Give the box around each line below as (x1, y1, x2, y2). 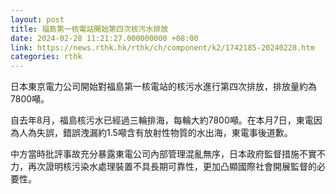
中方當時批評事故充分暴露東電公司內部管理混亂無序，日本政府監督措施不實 (10, 148, 317, 160)
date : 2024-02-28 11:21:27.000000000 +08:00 (10, 33, 199, 43)
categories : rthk (10, 52, 83, 62)
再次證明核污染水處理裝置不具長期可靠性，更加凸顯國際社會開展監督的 (27, 161, 317, 173)
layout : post (10, 14, 65, 25)
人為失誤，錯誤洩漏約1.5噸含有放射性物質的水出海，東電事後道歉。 (18, 127, 293, 139)
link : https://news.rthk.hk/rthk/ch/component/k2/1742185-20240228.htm (10, 42, 315, 53)
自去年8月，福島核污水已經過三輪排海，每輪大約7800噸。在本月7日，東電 (10, 114, 314, 126)
